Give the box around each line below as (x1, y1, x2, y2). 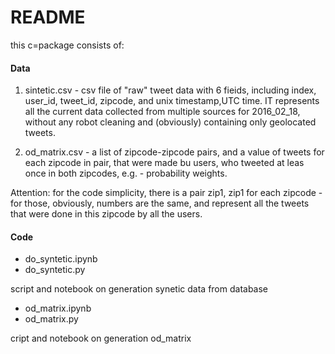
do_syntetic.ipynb (24, 253, 98, 265)
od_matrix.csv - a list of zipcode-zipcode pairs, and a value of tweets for (24, 146, 325, 158)
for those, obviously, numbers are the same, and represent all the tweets (10, 197, 310, 210)
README (10, 6, 86, 29)
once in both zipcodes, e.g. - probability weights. (24, 167, 228, 180)
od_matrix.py (24, 313, 79, 325)
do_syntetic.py (24, 264, 86, 276)
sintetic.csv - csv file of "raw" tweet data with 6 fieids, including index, (24, 84, 317, 96)
